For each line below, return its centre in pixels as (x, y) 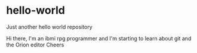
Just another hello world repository (49, 27)
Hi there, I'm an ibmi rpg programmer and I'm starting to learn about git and (99, 38)
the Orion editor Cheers (35, 45)
